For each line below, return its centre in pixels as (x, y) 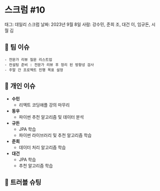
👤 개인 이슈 (20, 86)
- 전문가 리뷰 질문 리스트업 (28, 60)
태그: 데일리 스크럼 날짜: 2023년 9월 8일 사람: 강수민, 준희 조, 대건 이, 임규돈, (78, 24)
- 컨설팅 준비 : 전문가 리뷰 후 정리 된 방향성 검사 (49, 65)
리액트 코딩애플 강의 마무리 (44, 104)
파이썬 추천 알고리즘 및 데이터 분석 (51, 117)
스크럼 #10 (25, 10)
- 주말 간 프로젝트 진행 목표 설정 (34, 70)
